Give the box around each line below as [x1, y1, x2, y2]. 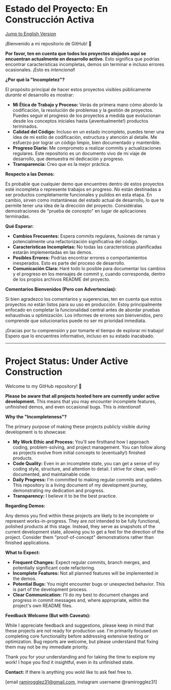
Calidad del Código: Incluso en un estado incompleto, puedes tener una [12, 128, 164, 135]
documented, [12, 471, 41, 477]
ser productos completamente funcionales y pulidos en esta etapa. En [5, 191, 152, 197]
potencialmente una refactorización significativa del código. [12, 238, 138, 244]
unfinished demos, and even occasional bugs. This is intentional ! [5, 404, 141, 410]
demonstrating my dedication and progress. [12, 487, 105, 494]
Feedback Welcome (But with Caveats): [5, 612, 91, 618]
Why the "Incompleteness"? [5, 413, 67, 420]
